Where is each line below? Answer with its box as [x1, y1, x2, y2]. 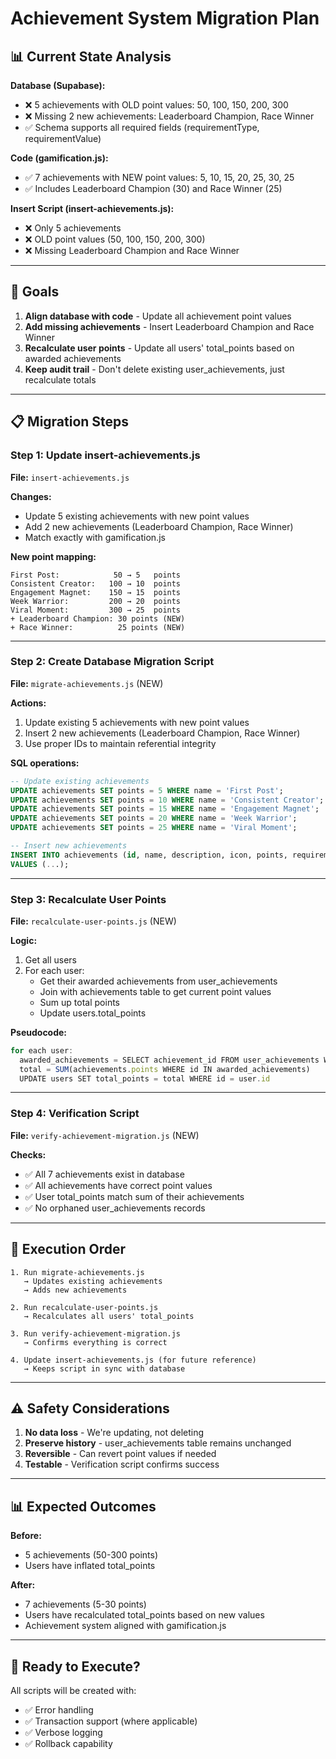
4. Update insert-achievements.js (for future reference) [10, 1355, 257, 1365]
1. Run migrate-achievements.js [10, 1267, 145, 1277]
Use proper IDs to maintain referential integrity [24, 737, 217, 749]
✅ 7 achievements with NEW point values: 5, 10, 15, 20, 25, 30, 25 [24, 172, 295, 183]
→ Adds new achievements [23, 1285, 128, 1295]
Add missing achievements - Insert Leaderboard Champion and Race [24, 320, 315, 332]
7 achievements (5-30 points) [24, 1598, 147, 1611]
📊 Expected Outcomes [10, 1498, 157, 1515]
